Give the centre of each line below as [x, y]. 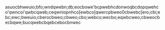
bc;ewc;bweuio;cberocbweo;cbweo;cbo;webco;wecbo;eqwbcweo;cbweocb [82, 17]
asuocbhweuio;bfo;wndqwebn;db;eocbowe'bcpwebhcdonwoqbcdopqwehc [82, 7]
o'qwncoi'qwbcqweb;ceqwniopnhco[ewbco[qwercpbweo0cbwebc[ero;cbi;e [83, 12]
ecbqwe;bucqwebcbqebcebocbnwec [43, 22]
